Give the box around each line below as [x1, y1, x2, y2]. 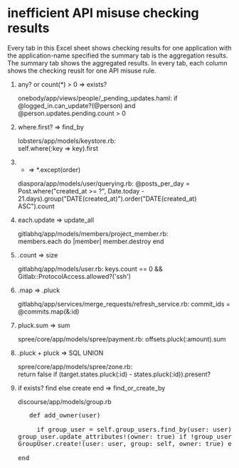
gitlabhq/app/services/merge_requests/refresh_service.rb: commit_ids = [17, 299, 231, 308]
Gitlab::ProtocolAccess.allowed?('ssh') [17, 272, 132, 280]
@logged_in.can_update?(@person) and [17, 101, 136, 110]
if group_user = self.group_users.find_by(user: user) [36, 425, 233, 433]
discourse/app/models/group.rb [17, 397, 112, 406]
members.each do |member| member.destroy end [17, 237, 164, 245]
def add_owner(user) [29, 411, 101, 419]
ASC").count [17, 201, 55, 211]
